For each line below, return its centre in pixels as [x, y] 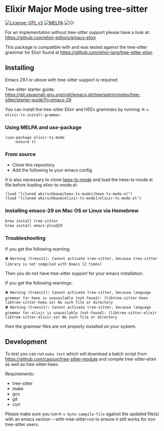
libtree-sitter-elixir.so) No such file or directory [61, 317]
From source [20, 154]
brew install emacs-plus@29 [34, 225]
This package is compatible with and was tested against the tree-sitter [76, 47]
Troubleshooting [25, 238]
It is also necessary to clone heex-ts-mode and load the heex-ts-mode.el [79, 180]
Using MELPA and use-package [43, 127]
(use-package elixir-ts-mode [35, 138]
